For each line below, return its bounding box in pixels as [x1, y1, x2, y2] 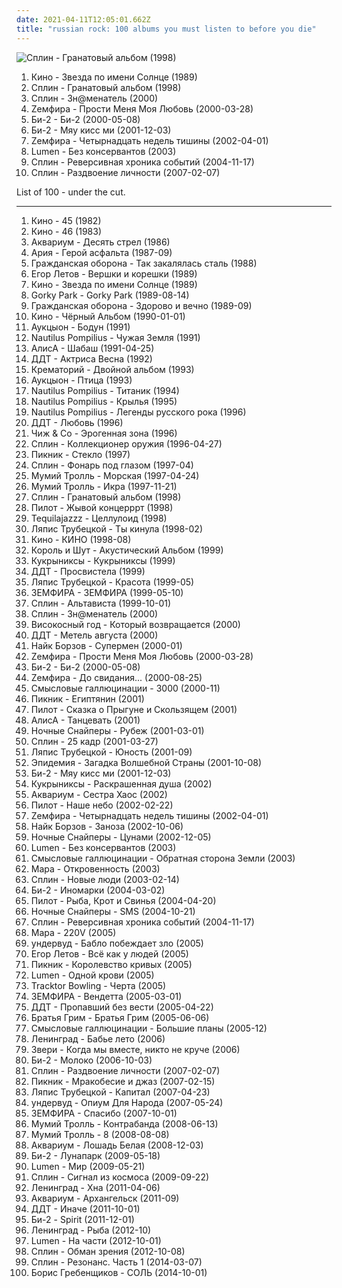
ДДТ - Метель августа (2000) [30, 629, 159, 641]
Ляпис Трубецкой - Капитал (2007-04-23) [30, 1086, 211, 1098]
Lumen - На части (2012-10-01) [30, 1234, 162, 1246]
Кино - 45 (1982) [30, 214, 102, 226]
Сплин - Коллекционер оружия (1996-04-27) [30, 437, 223, 450]
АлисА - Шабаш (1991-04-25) [30, 342, 155, 354]
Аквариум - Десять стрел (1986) [30, 236, 171, 248]
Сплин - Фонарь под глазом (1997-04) [30, 459, 194, 471]
